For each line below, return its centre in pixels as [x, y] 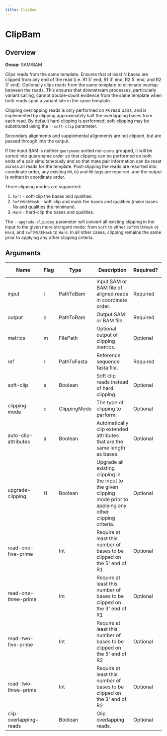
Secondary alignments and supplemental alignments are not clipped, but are [83, 136]
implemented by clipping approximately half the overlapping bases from [79, 115]
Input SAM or [112, 282]
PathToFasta [73, 362]
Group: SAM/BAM [24, 65]
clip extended [112, 429]
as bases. [108, 454]
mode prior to [112, 500]
